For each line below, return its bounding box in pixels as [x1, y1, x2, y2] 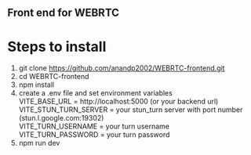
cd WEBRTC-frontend [18, 72, 89, 81]
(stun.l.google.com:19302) [18, 114, 104, 123]
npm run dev [18, 139, 60, 148]
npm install [18, 80, 55, 89]
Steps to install [7, 38, 107, 56]
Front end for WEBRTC [7, 6, 119, 20]
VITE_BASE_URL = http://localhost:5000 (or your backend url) [18, 97, 219, 106]
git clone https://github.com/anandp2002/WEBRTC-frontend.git [18, 63, 225, 73]
